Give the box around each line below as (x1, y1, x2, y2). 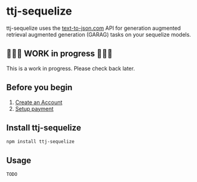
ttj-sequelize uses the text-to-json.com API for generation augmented (6, 24, 181, 32)
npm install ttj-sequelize (6, 139, 75, 145)
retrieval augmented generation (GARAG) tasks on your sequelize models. (6, 30, 192, 38)
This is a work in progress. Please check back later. (6, 65, 135, 72)
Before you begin (6, 82, 73, 93)
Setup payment (15, 105, 54, 112)
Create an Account (15, 99, 63, 106)
